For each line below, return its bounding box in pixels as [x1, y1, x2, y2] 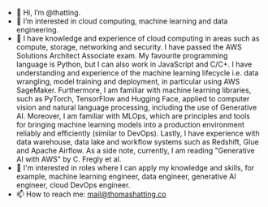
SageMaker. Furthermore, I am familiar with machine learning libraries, [15, 85, 252, 95]
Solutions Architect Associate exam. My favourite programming [15, 51, 228, 60]
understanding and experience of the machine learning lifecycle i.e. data [15, 68, 259, 77]
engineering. [15, 25, 59, 34]
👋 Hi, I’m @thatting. [15, 8, 81, 17]
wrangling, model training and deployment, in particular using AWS [15, 77, 240, 86]
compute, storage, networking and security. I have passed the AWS [15, 42, 242, 52]
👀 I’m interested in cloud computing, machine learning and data [15, 16, 228, 26]
